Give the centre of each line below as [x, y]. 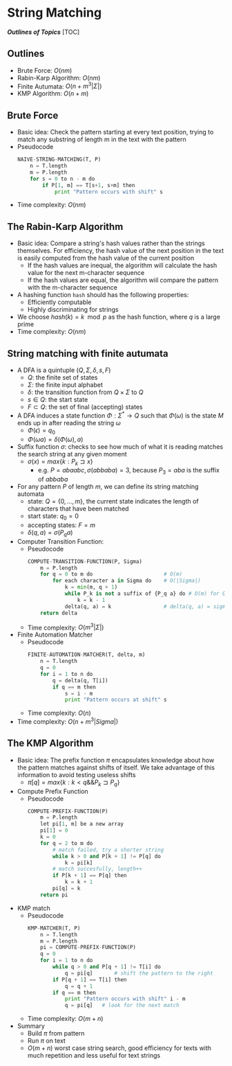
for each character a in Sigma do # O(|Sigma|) [127, 581]
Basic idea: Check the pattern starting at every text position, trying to [115, 132]
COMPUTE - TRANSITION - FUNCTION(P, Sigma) [85, 561]
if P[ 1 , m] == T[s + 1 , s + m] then [89, 185]
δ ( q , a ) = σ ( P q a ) [50, 533]
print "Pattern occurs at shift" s [116, 700]
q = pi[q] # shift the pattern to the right [139, 973]
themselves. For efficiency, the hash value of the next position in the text [120, 251]
